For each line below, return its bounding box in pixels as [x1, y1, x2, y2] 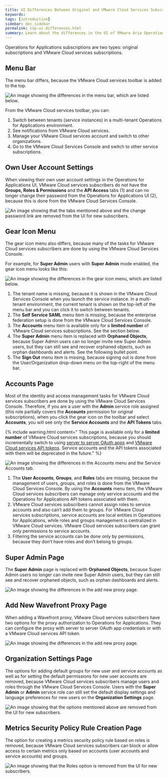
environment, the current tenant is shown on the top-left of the [26, 301, 156, 307]
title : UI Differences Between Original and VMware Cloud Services [5, 7, 149, 12]
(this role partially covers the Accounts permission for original [5, 409, 133, 415]
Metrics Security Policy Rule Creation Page [5, 724, 142, 733]
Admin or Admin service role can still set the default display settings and [5, 689, 156, 695]
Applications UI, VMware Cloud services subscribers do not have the [5, 182, 147, 188]
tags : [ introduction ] [5, 16, 50, 21]
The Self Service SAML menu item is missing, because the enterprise [12, 312, 156, 318]
